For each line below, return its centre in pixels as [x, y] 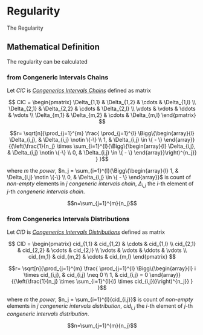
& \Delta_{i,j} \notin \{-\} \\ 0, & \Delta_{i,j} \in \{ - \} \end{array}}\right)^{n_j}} [102, 153]
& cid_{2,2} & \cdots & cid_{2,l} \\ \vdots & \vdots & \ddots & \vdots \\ [102, 250]
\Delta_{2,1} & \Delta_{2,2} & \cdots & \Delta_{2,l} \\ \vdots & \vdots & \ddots [102, 109]
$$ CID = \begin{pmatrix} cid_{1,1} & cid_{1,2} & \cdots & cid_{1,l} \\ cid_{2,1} [102, 244]
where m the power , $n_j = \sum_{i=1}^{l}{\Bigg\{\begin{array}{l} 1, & [93, 171]
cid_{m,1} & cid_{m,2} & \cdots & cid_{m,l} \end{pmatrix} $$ [102, 257]
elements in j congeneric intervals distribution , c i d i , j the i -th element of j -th [100, 307]
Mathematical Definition [53, 47]
